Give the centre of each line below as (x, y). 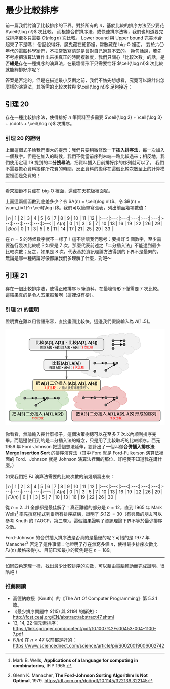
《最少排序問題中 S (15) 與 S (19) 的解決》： (56, 611)
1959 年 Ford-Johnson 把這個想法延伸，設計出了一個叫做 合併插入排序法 (80, 447)
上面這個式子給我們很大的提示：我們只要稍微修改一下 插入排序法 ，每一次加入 (85, 150)
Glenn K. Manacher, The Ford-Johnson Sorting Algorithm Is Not (80, 675)
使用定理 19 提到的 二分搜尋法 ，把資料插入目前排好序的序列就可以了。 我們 (87, 163)
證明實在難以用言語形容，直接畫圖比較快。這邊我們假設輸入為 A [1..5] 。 (79, 321)
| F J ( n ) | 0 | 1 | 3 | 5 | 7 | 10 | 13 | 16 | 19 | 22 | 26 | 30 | (61, 497)
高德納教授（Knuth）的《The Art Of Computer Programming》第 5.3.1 (85, 598)
